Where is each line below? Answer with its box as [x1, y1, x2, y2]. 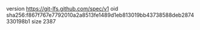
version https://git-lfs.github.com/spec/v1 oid [6, 5, 119, 12]
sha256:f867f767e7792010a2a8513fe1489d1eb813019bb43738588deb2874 [6, 11, 195, 19]
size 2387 [31, 18, 56, 25]
